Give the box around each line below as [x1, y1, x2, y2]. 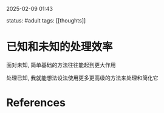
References [6, 96, 66, 110]
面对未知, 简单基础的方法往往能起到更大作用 [6, 61, 116, 69]
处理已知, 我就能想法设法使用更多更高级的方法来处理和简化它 [6, 74, 159, 81]
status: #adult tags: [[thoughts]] [6, 17, 86, 24]
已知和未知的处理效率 [6, 40, 114, 54]
